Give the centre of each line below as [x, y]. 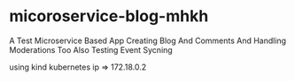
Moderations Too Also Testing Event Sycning [91, 49]
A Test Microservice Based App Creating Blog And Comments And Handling [147, 40]
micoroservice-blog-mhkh [109, 16]
